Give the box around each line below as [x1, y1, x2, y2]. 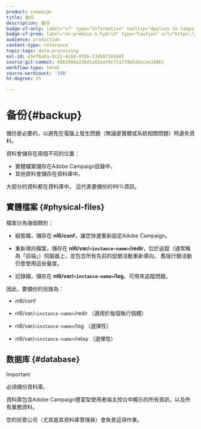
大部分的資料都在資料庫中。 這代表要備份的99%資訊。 [6, 183, 141, 190]
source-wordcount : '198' [6, 70, 68, 76]
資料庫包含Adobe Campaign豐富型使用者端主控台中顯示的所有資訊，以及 [6, 395, 185, 403]
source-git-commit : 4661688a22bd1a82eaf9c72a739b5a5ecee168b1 [6, 59, 165, 65]
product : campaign [6, 8, 52, 15]
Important [6, 370, 31, 378]
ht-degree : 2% [6, 76, 42, 82]
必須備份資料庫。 [6, 383, 48, 390]
